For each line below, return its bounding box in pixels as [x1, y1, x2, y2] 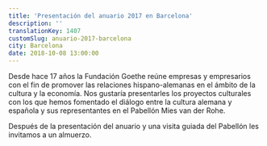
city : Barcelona [8, 42, 63, 50]
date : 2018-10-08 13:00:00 [8, 49, 99, 57]
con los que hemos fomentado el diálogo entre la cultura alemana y [8, 98, 232, 106]
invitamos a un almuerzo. [8, 130, 92, 140]
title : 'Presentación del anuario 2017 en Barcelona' [8, 11, 194, 20]
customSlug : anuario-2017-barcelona [8, 34, 131, 43]
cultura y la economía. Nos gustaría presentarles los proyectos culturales [8, 89, 252, 98]
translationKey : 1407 [8, 27, 81, 35]
